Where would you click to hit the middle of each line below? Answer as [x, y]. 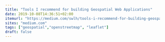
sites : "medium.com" [26, 23]
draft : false [18, 32]
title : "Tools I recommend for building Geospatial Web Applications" [79, 9]
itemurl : [14, 18]
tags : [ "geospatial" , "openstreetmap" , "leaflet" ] [57, 28]
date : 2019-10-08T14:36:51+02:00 [39, 14]
